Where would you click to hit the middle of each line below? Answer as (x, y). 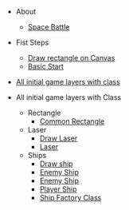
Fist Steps (32, 42)
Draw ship (56, 164)
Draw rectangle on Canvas (71, 58)
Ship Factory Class (70, 198)
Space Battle (49, 27)
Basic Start (45, 66)
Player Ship (58, 189)
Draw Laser (59, 138)
